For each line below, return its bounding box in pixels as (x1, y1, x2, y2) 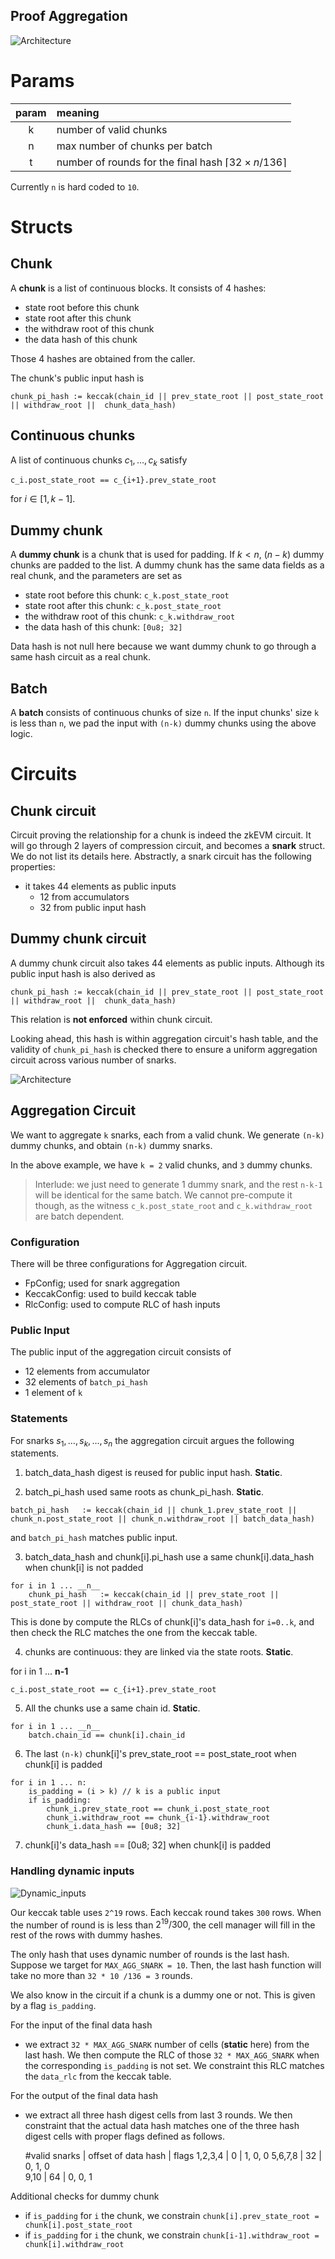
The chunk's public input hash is (10, 372, 145, 384)
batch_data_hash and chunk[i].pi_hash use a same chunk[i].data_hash (24, 1551, 315, 1563)
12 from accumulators (39, 890, 130, 903)
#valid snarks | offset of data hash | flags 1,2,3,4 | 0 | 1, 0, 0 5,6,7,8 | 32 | (24, 2150, 322, 2162)
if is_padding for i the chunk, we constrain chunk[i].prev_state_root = (24, 2210, 320, 2222)
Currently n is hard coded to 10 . (10, 180, 140, 193)
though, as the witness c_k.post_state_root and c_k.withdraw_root (34, 1199, 313, 1211)
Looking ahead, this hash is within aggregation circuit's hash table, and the (10, 1032, 319, 1044)
